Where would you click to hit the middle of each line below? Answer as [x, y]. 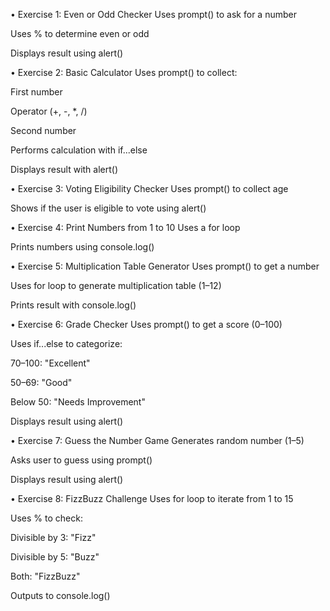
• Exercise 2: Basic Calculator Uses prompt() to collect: [124, 72]
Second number [43, 130]
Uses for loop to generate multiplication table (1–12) [116, 285]
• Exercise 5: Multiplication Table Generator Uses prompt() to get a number [165, 266]
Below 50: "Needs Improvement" [78, 402]
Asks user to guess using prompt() [81, 460]
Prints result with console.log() [73, 305]
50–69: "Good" [41, 382]
